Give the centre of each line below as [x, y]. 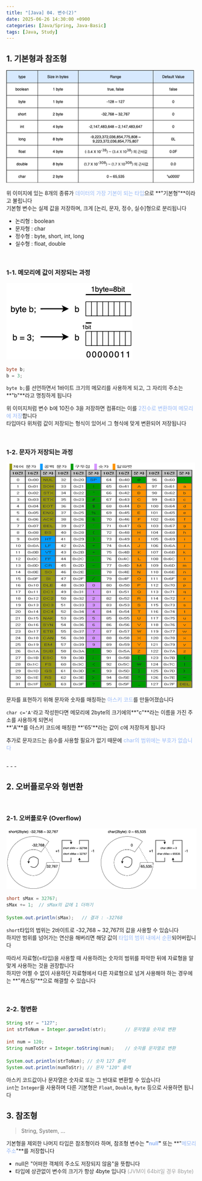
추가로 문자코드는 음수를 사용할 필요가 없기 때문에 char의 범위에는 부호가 [91, 740]
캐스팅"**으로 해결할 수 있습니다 [58, 981]
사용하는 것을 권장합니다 [46, 965]
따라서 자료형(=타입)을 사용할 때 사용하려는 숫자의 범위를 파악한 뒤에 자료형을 [97, 958]
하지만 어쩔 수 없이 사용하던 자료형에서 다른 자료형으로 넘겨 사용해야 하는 [91, 973]
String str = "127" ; [32, 1023]
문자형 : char [30, 229]
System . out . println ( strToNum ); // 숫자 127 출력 [66, 1061]
